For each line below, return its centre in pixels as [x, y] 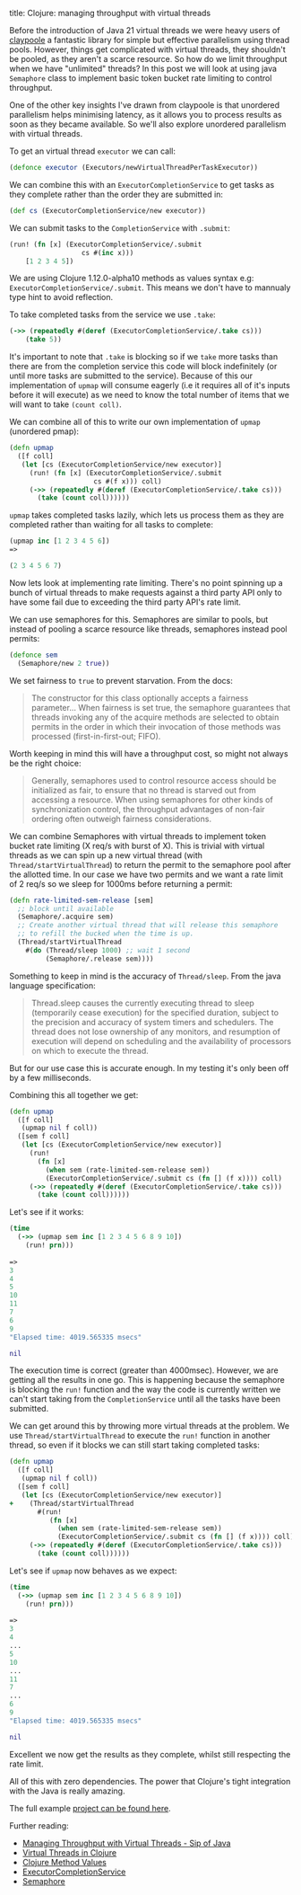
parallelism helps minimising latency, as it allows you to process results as [146, 115]
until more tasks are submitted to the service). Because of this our [131, 376]
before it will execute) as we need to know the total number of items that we [149, 395]
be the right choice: [46, 763]
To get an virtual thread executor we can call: [93, 151]
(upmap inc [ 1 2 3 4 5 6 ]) [60, 541]
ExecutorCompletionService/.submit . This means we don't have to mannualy [150, 288]
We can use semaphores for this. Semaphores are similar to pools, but [139, 619]
